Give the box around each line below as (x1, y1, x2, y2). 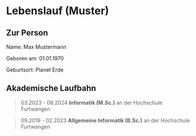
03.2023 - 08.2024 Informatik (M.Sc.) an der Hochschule (20, 99, 163, 106)
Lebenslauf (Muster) (6, 4, 110, 18)
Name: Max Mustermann (6, 43, 66, 50)
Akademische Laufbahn (6, 83, 97, 93)
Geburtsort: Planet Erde (6, 66, 64, 73)
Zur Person (6, 28, 49, 38)
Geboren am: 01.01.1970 (6, 55, 64, 61)
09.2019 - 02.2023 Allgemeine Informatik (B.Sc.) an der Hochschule (20, 116, 191, 124)
